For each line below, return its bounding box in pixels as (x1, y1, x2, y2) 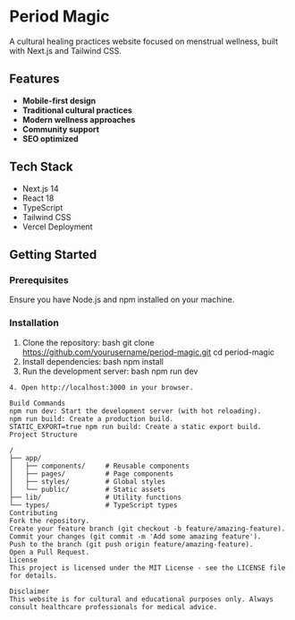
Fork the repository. (9, 516, 90, 525)
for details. (9, 571, 58, 580)
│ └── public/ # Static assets (9, 485, 166, 494)
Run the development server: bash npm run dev (21, 366, 198, 376)
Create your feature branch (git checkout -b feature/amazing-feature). (9, 524, 286, 533)
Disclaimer (9, 587, 50, 596)
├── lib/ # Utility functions (9, 493, 181, 502)
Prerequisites (9, 273, 69, 286)
